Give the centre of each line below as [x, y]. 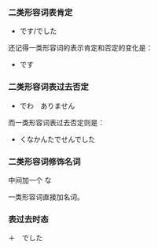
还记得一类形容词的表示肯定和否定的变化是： [81, 48]
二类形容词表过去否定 [48, 87]
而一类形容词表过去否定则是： [56, 122]
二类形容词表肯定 [40, 12]
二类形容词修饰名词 [44, 162]
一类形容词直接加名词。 [46, 197]
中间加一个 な [30, 180]
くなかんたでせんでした [57, 139]
